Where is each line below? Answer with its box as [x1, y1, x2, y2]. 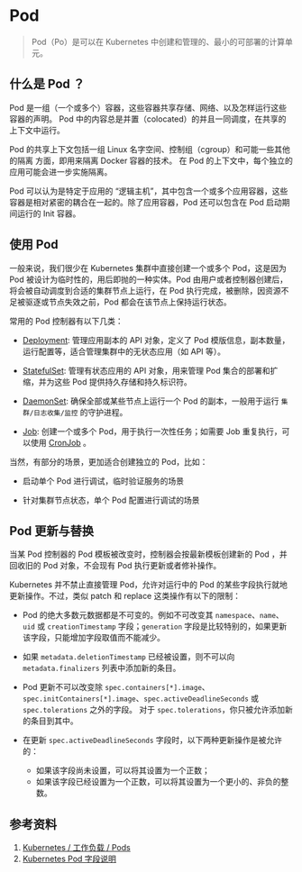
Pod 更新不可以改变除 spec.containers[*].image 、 [22, 682, 210, 693]
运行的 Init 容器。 [16, 208, 81, 219]
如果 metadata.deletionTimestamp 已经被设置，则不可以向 [22, 651, 235, 662]
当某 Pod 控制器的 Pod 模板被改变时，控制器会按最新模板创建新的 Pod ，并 [9, 549, 288, 559]
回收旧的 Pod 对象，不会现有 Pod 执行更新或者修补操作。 [9, 560, 222, 571]
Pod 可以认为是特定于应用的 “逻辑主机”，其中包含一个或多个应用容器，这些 [9, 186, 288, 196]
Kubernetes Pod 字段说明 [22, 853, 117, 865]
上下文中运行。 [9, 124, 65, 135]
